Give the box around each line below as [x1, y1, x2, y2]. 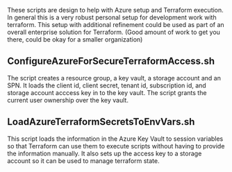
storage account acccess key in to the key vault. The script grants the [7, 88, 207, 96]
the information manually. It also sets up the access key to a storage [7, 149, 202, 157]
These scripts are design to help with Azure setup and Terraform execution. [7, 6, 224, 14]
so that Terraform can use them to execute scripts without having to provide [7, 141, 225, 150]
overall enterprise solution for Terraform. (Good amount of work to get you [7, 28, 221, 36]
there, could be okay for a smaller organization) [7, 35, 143, 44]
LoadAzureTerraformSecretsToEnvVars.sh [7, 116, 195, 128]
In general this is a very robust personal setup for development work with [7, 13, 217, 21]
